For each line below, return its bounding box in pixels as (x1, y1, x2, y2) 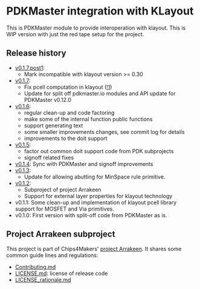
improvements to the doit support (24, 135, 108, 142)
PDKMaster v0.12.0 (24, 96, 71, 103)
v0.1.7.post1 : (15, 64, 45, 71)
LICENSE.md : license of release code (15, 270, 108, 277)
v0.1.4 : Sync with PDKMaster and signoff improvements (15, 160, 153, 167)
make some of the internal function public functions (24, 115, 153, 122)
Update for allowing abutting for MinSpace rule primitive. (24, 173, 166, 180)
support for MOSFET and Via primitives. (15, 205, 115, 212)
